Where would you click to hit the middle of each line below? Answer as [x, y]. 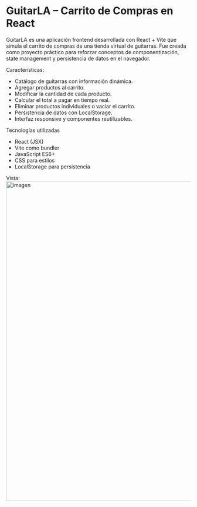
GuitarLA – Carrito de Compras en [90, 11]
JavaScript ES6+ [35, 154]
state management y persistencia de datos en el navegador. [78, 58]
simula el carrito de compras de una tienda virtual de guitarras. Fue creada [96, 46]
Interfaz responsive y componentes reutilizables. [74, 118]
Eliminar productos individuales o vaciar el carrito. [75, 106]
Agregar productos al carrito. [50, 87]
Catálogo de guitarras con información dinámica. [74, 81]
